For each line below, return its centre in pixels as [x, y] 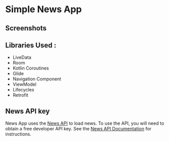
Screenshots [26, 28]
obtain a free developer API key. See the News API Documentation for [78, 129]
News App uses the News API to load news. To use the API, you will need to [85, 123]
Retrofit [20, 95]
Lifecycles [23, 90]
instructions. [18, 134]
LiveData [22, 57]
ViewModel [24, 84]
